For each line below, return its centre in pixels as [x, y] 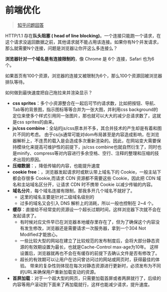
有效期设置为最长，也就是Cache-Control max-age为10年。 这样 [93, 247]
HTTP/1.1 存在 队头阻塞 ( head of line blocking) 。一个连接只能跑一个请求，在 [83, 35]
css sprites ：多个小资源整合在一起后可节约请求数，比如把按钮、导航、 [85, 103]
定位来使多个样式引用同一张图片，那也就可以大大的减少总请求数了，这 [84, 115]
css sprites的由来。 [37, 122]
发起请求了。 [25, 215]
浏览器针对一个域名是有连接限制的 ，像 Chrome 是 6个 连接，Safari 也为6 [80, 58]
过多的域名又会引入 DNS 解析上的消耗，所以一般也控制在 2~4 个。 [88, 203]
